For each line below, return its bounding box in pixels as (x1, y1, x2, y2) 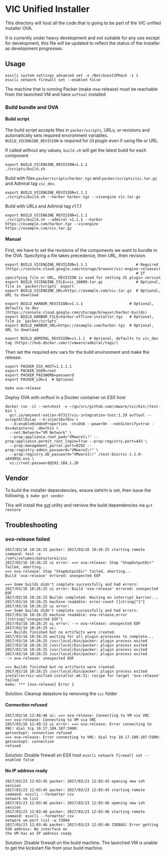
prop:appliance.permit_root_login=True (5, 439, 88, 444)
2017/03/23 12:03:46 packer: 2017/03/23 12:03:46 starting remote (5, 809, 145, 814)
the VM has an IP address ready (5, 831, 72, 836)
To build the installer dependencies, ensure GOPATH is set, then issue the (5, 487, 151, 493)
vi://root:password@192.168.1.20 (9, 461, 79, 466)
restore (5, 507, 21, 512)
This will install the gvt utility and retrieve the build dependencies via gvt (5, 502, 153, 508)
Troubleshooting (5, 521, 58, 530)
